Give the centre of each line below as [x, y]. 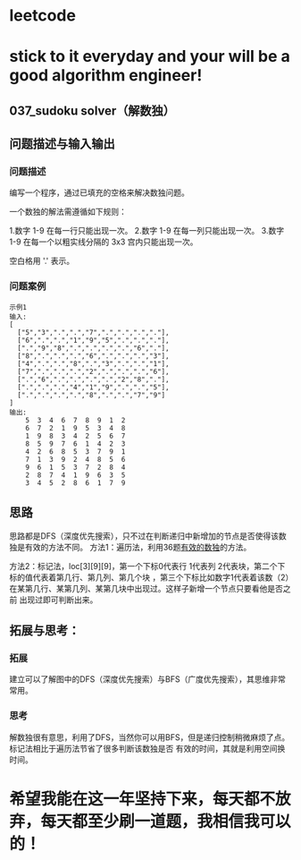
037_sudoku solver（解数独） [92, 111]
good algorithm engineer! [106, 76]
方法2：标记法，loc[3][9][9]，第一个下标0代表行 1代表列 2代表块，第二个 [143, 566]
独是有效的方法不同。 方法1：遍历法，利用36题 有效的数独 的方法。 [130, 547]
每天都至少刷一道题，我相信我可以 [166, 821]
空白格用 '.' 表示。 [42, 261]
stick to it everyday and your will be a [150, 57]
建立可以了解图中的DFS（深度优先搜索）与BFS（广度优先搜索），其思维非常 [147, 679]
